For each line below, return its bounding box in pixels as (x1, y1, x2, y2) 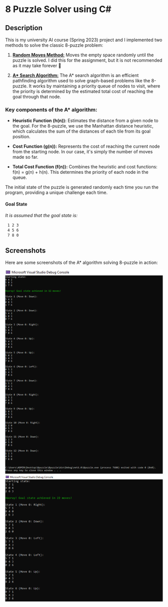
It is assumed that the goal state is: (5, 212, 78, 218)
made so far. (12, 154, 38, 160)
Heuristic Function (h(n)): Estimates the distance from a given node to (12, 118, 158, 124)
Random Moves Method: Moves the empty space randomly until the (12, 52, 154, 58)
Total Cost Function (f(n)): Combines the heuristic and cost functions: (12, 164, 157, 170)
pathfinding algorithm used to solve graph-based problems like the (12, 78, 150, 83)
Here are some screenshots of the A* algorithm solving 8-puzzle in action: (5, 260, 158, 266)
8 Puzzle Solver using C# (5, 4, 111, 15)
